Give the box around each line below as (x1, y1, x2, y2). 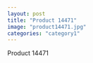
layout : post (7, 10, 46, 17)
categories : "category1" (7, 29, 80, 37)
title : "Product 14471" (7, 17, 77, 24)
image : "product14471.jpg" (7, 23, 87, 30)
